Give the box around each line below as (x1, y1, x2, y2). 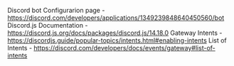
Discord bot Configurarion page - (7, 6, 105, 14)
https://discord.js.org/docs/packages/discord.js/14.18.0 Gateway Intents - (7, 28, 223, 37)
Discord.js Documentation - (7, 21, 88, 29)
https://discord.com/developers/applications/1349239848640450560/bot (7, 13, 225, 22)
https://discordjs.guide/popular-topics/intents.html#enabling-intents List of (7, 36, 228, 45)
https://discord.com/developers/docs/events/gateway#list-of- (33, 44, 216, 52)
